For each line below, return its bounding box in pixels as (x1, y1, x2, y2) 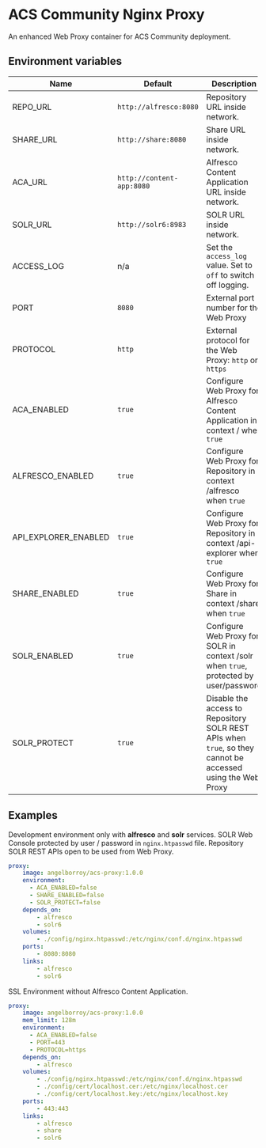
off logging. (206, 279, 249, 290)
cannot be (206, 752, 244, 763)
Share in (206, 588, 237, 599)
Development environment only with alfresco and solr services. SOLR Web (8, 829, 253, 839)
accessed (206, 762, 243, 773)
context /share (206, 597, 260, 608)
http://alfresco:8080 (117, 102, 199, 112)
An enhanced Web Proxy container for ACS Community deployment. (8, 32, 231, 41)
